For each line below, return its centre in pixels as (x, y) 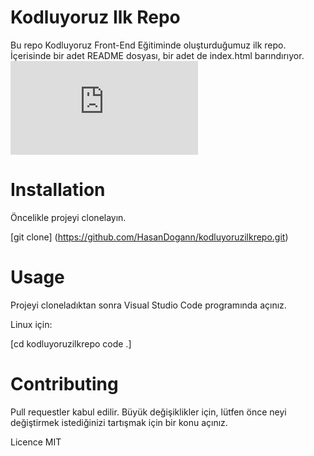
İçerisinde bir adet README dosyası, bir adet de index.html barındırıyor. (157, 55)
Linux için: (31, 324)
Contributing (64, 384)
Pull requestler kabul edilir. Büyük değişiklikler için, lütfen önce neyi (148, 412)
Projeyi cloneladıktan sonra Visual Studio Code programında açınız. (148, 305)
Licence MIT (36, 442)
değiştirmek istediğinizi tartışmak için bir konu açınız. (119, 422)
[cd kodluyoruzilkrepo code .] (71, 343)
